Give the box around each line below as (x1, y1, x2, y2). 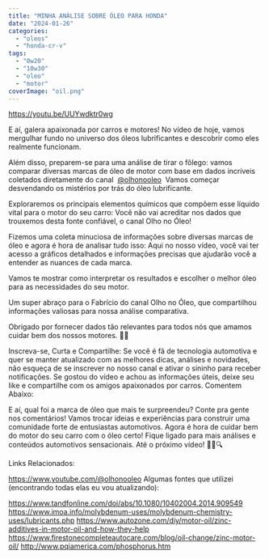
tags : (8, 49, 27, 57)
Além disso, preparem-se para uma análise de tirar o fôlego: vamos (8, 158, 233, 167)
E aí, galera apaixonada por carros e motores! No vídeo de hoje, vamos (8, 125, 245, 134)
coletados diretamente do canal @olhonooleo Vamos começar (8, 175, 220, 184)
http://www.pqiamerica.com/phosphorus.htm (20, 541, 171, 551)
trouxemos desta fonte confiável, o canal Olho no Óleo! (8, 216, 192, 227)
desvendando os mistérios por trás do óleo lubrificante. (8, 184, 193, 193)
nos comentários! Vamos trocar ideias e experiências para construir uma (8, 413, 250, 423)
